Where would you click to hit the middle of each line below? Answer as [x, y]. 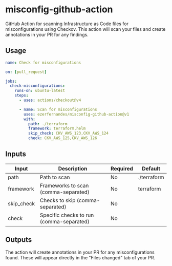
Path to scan [55, 177]
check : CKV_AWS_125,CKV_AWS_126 [62, 138]
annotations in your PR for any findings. [47, 34]
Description [73, 168]
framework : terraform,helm [57, 129]
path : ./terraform [48, 124]
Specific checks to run [67, 215]
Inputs [16, 154]
